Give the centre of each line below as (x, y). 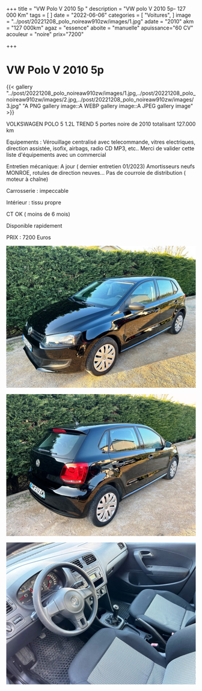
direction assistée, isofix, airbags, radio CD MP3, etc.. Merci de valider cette (100, 148)
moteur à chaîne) (27, 179)
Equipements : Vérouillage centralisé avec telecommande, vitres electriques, (101, 142)
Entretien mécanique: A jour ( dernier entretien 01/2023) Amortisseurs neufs (101, 166)
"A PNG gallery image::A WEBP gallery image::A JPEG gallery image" (108, 106)
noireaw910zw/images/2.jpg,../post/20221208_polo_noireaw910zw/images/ (100, 99)
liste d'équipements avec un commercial (56, 154)
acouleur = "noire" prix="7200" (45, 34)
